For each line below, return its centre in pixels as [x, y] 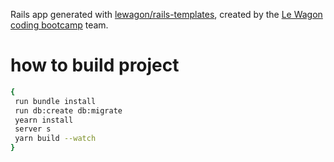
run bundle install [55, 101]
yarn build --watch [55, 139]
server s [33, 129]
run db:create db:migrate [68, 110]
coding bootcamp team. [59, 25]
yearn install [44, 120]
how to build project [95, 65]
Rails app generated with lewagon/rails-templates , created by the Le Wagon [166, 14]
